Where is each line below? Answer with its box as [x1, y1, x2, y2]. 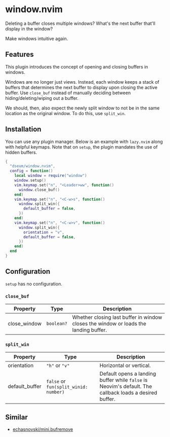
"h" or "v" [46, 362, 70, 369]
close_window [8, 320, 42, 327]
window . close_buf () [18, 187, 60, 192]
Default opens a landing [99, 370, 156, 377]
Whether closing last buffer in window [72, 314, 162, 321]
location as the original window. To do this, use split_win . [5, 110, 126, 116]
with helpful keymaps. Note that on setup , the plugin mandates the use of [5, 143, 158, 150]
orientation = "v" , [23, 230, 65, 235]
